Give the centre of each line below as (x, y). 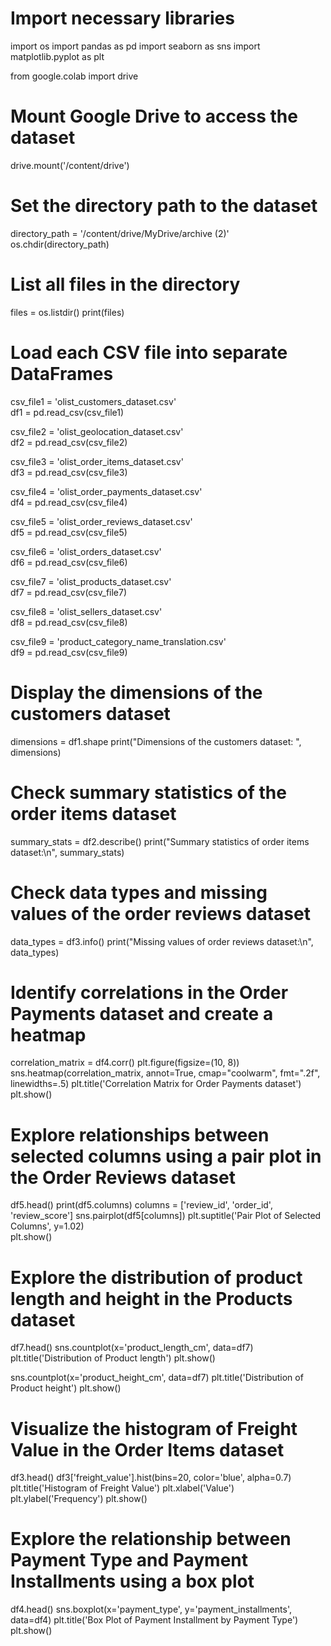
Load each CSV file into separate (149, 352)
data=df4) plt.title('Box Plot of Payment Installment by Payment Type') (154, 1620)
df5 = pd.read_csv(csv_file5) (69, 532)
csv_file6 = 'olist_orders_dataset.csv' (86, 551)
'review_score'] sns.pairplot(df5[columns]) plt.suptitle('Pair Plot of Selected (166, 1216)
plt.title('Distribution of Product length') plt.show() (113, 1358)
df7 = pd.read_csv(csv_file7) (69, 592)
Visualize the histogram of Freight (154, 1428)
